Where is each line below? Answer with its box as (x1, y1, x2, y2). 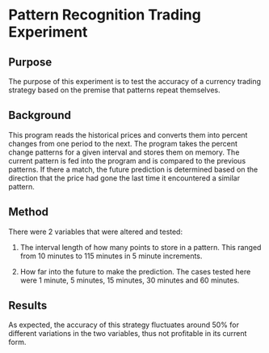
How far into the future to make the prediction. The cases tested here (19, 266, 251, 276)
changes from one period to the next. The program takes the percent (8, 138, 238, 148)
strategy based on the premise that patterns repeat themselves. (8, 85, 221, 95)
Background (8, 108, 71, 122)
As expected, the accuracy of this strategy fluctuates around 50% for (8, 320, 240, 330)
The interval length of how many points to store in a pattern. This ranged (19, 242, 262, 252)
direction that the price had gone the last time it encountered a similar (8, 172, 241, 183)
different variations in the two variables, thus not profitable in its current (8, 329, 247, 338)
